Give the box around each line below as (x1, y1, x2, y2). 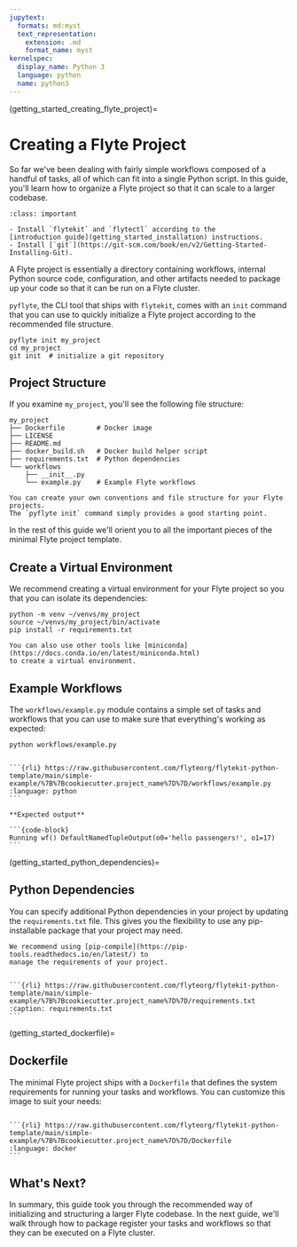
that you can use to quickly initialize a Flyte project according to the (9, 309, 256, 320)
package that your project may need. (48, 925, 184, 935)
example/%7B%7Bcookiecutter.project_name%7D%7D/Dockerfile (9, 1136, 232, 1145)
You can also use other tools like (9, 641, 141, 651)
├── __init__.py (25, 470, 86, 479)
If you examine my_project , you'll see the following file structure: (9, 399, 245, 409)
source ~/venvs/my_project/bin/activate (9, 618, 161, 627)
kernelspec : (9, 54, 53, 63)
